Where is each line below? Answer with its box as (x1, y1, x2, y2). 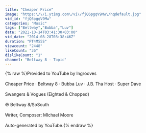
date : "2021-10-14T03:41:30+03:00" (5, 30, 78, 35)
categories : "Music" (5, 21, 48, 26)
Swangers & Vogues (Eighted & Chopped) (5, 91, 90, 97)
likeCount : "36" (5, 48, 38, 53)
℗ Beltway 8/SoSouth (5, 102, 49, 108)
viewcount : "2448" (5, 44, 43, 48)
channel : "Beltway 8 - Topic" (5, 57, 67, 62)
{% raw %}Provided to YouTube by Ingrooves (5, 70, 97, 76)
